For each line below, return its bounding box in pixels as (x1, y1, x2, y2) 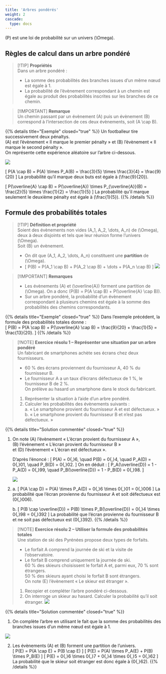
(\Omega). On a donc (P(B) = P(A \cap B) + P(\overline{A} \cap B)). (24, 288, 162, 294)
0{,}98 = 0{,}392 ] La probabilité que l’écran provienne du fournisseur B (12, 511, 159, 517)
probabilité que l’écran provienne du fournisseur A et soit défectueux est (12, 491, 161, 497)
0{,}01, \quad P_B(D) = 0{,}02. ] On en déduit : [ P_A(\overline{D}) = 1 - (12, 461, 157, 467)
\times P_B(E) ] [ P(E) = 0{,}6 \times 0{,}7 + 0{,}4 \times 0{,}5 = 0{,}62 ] (12, 653, 159, 659)
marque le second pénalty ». (5, 144, 63, 150)
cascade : (5, 16, 23, 21)
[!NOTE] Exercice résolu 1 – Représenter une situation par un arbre (17, 339, 156, 345)
